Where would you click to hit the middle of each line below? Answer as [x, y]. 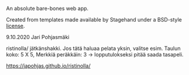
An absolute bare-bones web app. [48, 8]
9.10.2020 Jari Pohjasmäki [38, 37]
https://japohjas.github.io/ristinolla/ [48, 66]
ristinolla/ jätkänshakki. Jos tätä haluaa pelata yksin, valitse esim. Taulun [93, 48]
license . [16, 26]
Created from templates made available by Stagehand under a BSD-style [94, 19]
